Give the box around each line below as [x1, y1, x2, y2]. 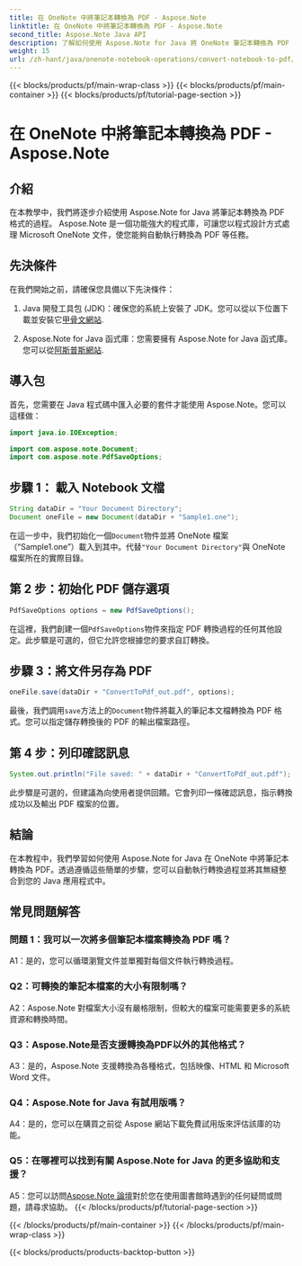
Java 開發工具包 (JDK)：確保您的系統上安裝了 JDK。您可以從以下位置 [22, 302, 281, 313]
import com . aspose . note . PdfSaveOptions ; [9, 453, 164, 462]
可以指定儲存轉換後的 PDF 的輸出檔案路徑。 [32, 716, 195, 727]
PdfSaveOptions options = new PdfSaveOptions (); [9, 606, 195, 615]
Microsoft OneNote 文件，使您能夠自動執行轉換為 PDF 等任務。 [19, 229, 254, 239]
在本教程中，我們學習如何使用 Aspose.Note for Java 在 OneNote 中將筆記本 [9, 852, 289, 864]
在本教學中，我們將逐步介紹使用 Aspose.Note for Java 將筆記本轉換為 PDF [9, 207, 285, 217]
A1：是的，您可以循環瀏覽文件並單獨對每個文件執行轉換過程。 [9, 956, 238, 966]
